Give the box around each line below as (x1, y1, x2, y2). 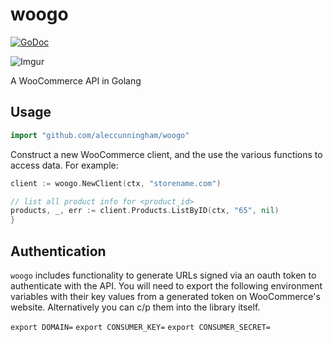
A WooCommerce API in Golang (10, 74, 142, 87)
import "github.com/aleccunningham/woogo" (10, 130, 190, 140)
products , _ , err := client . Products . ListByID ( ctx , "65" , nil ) (10, 206, 280, 216)
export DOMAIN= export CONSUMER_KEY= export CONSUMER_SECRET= (10, 322, 271, 332)
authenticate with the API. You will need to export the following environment (10, 279, 323, 292)
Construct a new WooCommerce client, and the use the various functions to (10, 148, 323, 160)
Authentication (10, 243, 107, 260)
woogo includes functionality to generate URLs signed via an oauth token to (10, 269, 317, 281)
